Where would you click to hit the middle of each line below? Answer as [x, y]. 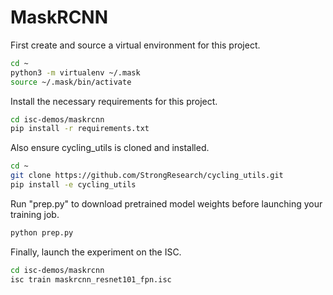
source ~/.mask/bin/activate [71, 82]
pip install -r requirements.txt [80, 129]
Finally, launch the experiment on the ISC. [96, 252]
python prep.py [42, 232]
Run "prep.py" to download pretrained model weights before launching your [166, 203]
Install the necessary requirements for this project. [114, 101]
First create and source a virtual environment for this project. [135, 45]
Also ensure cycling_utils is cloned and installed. [110, 148]
